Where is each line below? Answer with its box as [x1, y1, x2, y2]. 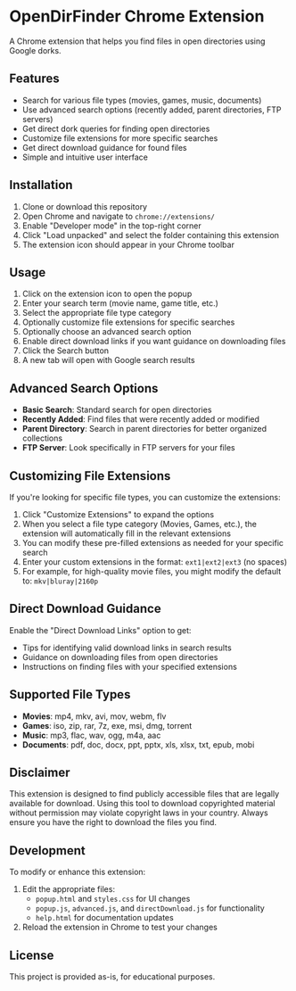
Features [9, 71, 60, 87]
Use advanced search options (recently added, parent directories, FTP [21, 104, 282, 115]
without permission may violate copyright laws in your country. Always [9, 807, 269, 818]
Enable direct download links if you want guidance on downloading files [21, 336, 286, 347]
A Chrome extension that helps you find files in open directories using [9, 36, 266, 46]
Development [9, 843, 86, 858]
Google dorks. [9, 45, 62, 55]
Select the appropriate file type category [21, 308, 172, 318]
